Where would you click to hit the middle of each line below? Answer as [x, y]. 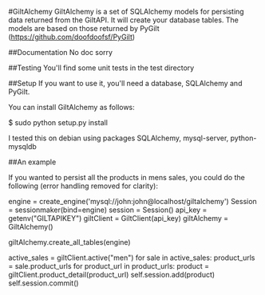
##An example [32, 162]
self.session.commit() [44, 283]
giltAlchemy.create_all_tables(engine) [69, 242]
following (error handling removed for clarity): [83, 186]
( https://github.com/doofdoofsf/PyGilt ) [72, 37]
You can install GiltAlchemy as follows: [72, 107]
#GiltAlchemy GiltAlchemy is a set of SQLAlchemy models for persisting [127, 12]
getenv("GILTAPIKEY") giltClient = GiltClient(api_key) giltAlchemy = [119, 218]
